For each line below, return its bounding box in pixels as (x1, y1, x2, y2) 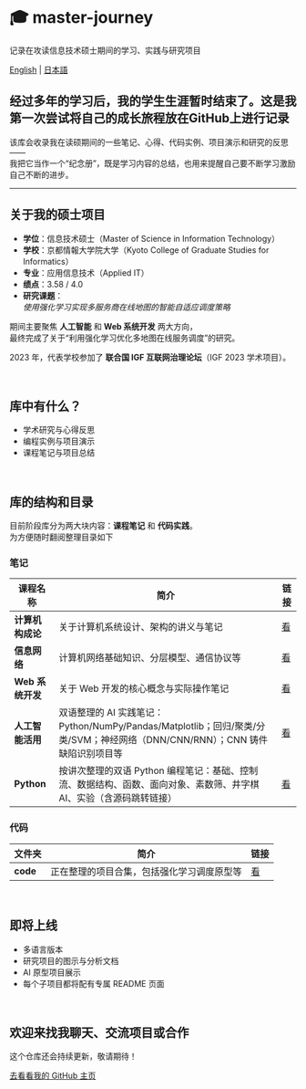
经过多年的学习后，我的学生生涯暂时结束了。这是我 (9, 93, 297, 110)
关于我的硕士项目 (9, 207, 106, 223)
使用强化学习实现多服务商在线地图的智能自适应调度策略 (22, 301, 230, 312)
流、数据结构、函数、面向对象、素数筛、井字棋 (58, 778, 260, 791)
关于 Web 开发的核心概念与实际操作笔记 (58, 682, 229, 695)
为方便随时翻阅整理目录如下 (9, 531, 114, 543)
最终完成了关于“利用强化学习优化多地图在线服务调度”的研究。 (9, 332, 240, 343)
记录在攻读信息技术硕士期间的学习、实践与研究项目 (9, 45, 201, 56)
